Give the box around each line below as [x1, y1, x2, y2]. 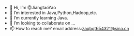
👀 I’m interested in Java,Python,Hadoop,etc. [9, 10, 98, 16]
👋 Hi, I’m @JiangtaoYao [9, 5, 57, 10]
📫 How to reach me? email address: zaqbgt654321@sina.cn [9, 26, 130, 31]
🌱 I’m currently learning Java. [9, 15, 69, 20]
